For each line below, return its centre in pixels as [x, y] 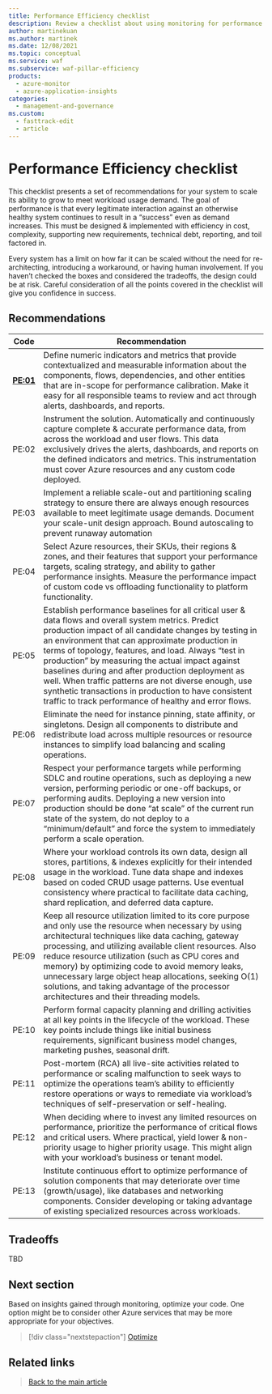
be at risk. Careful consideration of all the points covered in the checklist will [136, 284]
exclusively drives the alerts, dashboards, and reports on [151, 448]
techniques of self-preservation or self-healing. [135, 1103]
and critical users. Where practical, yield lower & [135, 1137]
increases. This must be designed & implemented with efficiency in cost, [129, 225]
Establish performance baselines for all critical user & [144, 610]
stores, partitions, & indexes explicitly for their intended [148, 861]
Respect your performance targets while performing [142, 767]
